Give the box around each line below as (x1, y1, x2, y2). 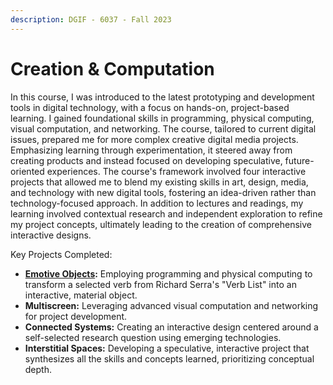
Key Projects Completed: (10, 248, 113, 260)
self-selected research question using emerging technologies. (24, 331, 282, 343)
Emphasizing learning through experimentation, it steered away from (10, 144, 293, 156)
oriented (10, 165, 45, 177)
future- (284, 154, 315, 166)
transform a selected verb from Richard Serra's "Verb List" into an (24, 278, 297, 290)
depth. (24, 363, 52, 375)
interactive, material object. (24, 289, 138, 301)
